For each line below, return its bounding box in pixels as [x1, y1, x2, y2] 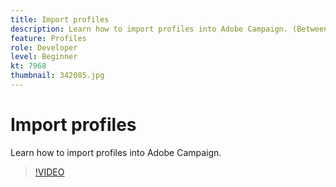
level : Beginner [10, 52, 78, 62]
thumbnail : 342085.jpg [10, 71, 105, 81]
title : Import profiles [10, 14, 110, 25]
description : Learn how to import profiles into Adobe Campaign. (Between [10, 24, 329, 34]
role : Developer [10, 42, 78, 53]
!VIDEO [34, 166, 65, 178]
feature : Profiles [10, 33, 87, 43]
